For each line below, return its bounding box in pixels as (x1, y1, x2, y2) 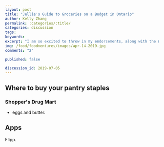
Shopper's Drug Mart (5, 98, 56, 105)
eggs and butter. (12, 109, 45, 115)
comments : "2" (5, 48, 34, 53)
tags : (5, 30, 16, 35)
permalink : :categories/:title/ (5, 21, 71, 26)
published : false (5, 57, 41, 62)
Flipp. (5, 136, 17, 142)
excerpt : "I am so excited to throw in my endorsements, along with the (5, 39, 156, 44)
